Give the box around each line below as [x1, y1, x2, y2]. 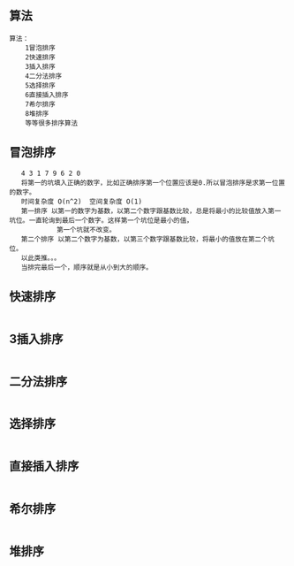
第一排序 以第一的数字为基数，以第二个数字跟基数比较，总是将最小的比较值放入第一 [20, 206, 282, 215]
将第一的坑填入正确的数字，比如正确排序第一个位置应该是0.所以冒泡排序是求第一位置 [20, 178, 285, 187]
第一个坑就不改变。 [56, 225, 117, 234]
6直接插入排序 [25, 90, 69, 99]
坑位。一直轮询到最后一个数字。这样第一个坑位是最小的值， [9, 216, 193, 225]
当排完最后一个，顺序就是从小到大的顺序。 [20, 263, 153, 272]
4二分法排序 [25, 72, 63, 80]
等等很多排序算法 [25, 119, 78, 127]
